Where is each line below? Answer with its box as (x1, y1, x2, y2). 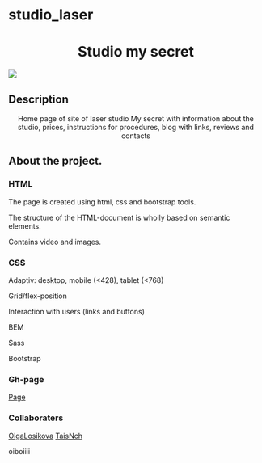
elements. (8, 221, 42, 231)
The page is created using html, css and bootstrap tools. (8, 196, 196, 207)
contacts (120, 131, 151, 141)
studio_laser (8, 6, 94, 24)
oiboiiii (8, 446, 31, 456)
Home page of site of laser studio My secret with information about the (17, 113, 255, 123)
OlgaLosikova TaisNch (8, 431, 83, 440)
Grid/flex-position (8, 291, 67, 301)
